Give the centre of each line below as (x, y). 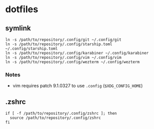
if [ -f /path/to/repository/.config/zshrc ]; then (61, 114)
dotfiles (22, 9)
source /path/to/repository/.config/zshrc (55, 118)
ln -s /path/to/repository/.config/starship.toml (59, 44)
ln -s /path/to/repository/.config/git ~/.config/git (64, 40)
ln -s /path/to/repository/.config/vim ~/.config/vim (64, 57)
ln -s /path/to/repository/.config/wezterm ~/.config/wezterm (72, 62)
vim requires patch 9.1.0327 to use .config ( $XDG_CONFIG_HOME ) (78, 86)
